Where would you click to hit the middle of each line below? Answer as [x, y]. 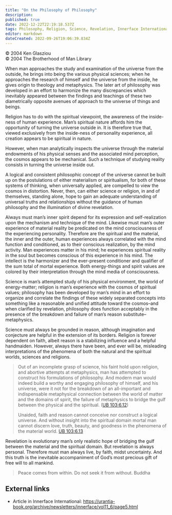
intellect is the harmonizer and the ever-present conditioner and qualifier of [85, 261]
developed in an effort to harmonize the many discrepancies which [76, 90]
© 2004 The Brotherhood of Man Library [48, 58]
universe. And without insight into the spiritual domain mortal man [87, 420]
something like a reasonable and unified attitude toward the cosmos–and [82, 303]
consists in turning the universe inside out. [50, 164]
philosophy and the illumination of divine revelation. [60, 207]
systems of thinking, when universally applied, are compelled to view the [82, 186]
